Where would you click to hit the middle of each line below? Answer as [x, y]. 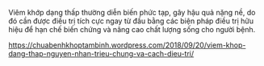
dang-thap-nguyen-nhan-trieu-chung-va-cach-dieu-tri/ [101, 54]
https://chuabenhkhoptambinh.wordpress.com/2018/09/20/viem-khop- [127, 45]
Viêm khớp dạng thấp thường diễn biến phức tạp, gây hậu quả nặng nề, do [132, 12]
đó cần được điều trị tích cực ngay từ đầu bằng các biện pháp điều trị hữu [131, 21]
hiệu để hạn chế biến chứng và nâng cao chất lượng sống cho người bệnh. [132, 29]
